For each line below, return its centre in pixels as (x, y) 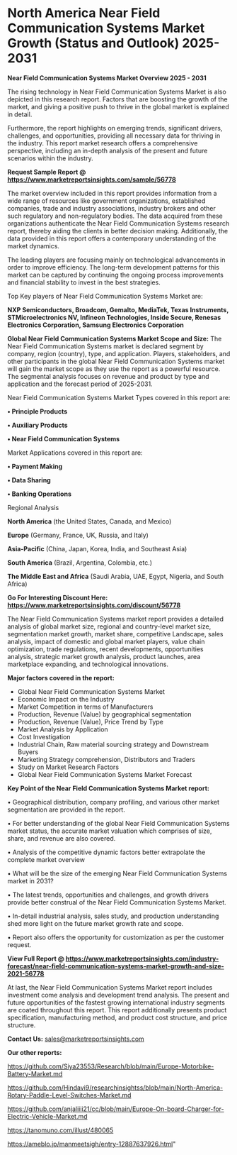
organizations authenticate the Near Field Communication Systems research (118, 223)
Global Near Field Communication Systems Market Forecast (105, 774)
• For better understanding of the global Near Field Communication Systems (118, 823)
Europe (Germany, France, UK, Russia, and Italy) (78, 535)
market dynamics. (34, 245)
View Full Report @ (36, 958)
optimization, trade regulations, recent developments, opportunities (105, 649)
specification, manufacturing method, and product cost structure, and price (117, 1017)
